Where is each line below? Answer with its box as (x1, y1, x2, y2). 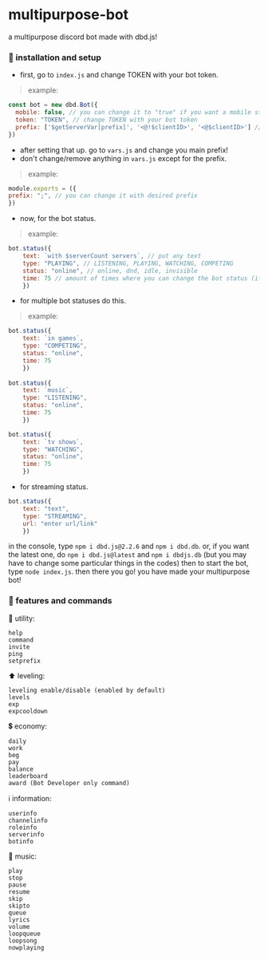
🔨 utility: (8, 613, 35, 623)
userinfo (8, 809, 37, 817)
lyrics (8, 915, 30, 923)
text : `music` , (22, 386, 73, 394)
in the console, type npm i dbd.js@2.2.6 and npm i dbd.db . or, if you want (8, 541, 250, 551)
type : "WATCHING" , (22, 445, 84, 453)
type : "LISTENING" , (22, 393, 88, 402)
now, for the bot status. (19, 214, 97, 223)
